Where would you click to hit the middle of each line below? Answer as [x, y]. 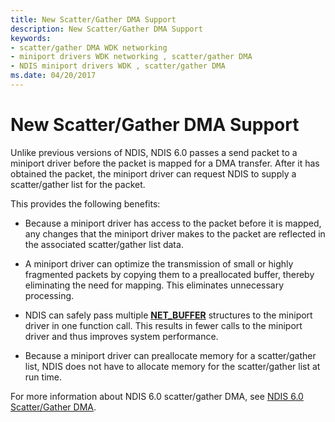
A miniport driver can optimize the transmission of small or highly [159, 263]
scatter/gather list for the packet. [78, 184]
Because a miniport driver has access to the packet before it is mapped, [173, 223]
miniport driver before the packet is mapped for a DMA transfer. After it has [165, 163]
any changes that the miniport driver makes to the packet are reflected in [175, 233]
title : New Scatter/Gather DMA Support [93, 19]
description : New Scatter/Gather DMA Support [106, 29]
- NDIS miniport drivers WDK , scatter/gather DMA [118, 66]
